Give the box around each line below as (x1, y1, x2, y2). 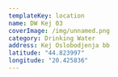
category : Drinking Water (8, 34, 95, 43)
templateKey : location (8, 11, 85, 20)
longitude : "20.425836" (8, 57, 89, 65)
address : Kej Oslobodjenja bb (8, 42, 111, 50)
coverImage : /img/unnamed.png (8, 26, 111, 34)
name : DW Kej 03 (8, 19, 63, 27)
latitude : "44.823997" (8, 49, 85, 57)
